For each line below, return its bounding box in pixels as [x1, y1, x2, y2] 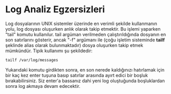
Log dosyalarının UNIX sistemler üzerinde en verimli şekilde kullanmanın [5, 20, 158, 27]
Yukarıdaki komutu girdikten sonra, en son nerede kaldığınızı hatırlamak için [5, 66, 165, 73]
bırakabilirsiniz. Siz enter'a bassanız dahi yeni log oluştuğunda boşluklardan [5, 78, 165, 84]
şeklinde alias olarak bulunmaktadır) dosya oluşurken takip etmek [5, 42, 143, 48]
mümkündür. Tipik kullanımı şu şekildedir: [5, 48, 93, 54]
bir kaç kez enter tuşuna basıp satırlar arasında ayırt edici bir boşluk [5, 72, 148, 78]
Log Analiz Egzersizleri [5, 4, 105, 15]
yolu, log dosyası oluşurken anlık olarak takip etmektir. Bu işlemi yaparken [5, 26, 161, 32]
